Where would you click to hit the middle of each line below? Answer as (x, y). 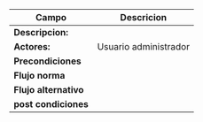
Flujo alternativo (49, 90)
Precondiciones (47, 61)
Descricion (144, 17)
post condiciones (51, 104)
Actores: (32, 46)
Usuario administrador (144, 46)
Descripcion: (41, 32)
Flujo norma (39, 76)
